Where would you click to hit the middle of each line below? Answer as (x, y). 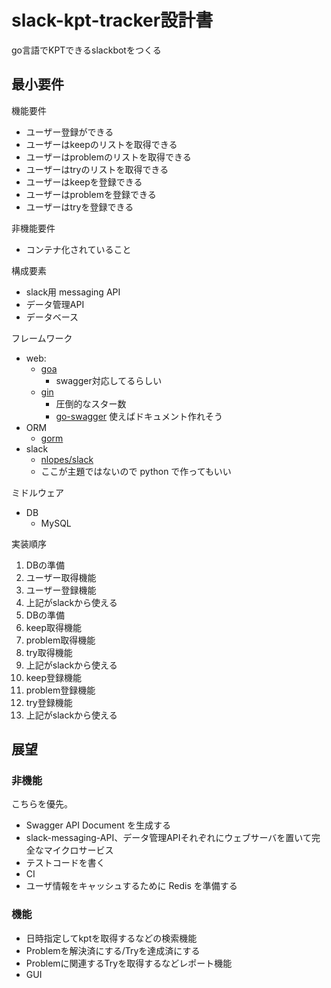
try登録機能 (49, 702)
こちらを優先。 (42, 804)
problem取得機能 (60, 640)
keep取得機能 (54, 627)
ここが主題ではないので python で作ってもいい (136, 471)
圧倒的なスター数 (91, 403)
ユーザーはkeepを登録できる (84, 182)
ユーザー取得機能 (61, 577)
